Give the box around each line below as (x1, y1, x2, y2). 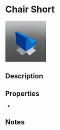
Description (5, 72, 43, 80)
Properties (5, 89, 40, 98)
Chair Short (5, 4, 55, 15)
